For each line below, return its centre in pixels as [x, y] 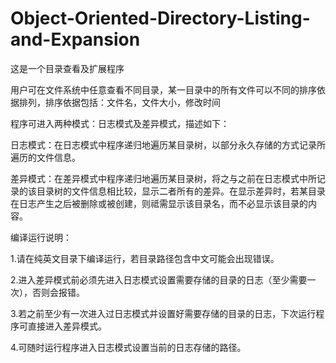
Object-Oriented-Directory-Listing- [160, 18]
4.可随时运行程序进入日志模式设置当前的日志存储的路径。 [128, 347]
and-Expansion [75, 39]
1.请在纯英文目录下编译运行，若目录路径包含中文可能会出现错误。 [145, 258]
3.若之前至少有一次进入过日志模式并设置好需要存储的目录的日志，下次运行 [163, 313]
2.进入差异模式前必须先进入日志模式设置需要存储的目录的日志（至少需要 [159, 279]
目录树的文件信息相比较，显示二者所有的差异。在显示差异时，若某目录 [181, 191]
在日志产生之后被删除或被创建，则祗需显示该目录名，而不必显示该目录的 [159, 203]
